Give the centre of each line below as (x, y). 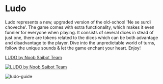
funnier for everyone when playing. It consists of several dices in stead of (79, 32)
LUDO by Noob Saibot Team (34, 57)
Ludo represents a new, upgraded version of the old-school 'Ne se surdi (78, 22)
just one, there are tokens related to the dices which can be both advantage (81, 38)
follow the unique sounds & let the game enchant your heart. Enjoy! (73, 48)
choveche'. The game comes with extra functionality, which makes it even (80, 27)
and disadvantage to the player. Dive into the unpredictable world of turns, (80, 42)
